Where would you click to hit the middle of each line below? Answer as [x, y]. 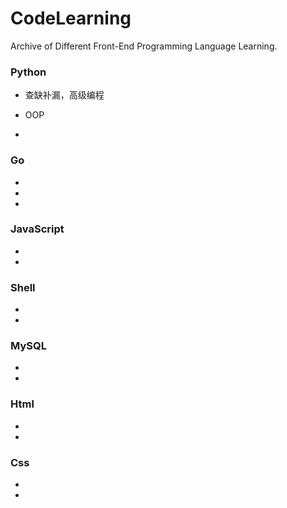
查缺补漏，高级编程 [64, 95]
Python [28, 72]
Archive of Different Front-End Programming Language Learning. [144, 46]
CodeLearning [71, 18]
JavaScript [37, 229]
